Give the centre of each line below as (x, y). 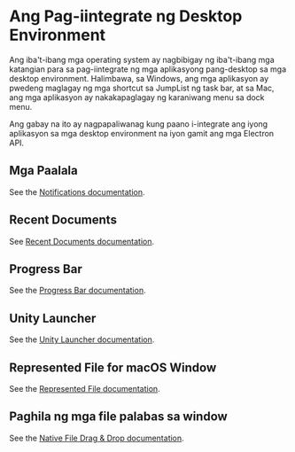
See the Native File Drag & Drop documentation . (97, 438)
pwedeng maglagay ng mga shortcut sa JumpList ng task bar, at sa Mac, (142, 88)
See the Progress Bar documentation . (78, 291)
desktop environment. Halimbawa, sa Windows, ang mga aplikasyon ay (139, 78)
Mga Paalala (43, 171)
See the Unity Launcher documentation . (82, 339)
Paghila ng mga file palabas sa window (118, 417)
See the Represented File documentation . (85, 389)
